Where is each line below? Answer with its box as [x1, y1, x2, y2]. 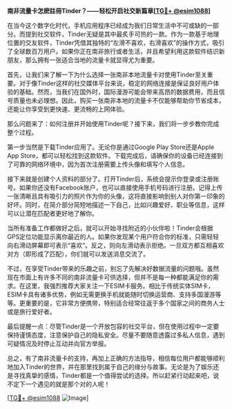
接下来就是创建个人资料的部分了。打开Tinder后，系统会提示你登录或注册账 [7, 175, 220, 183]
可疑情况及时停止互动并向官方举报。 [7, 339, 110, 348]
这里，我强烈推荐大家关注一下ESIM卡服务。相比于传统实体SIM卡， [25, 282, 215, 290]
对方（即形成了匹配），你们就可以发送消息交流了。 [7, 250, 150, 258]
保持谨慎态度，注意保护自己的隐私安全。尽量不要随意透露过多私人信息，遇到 [7, 331, 225, 339]
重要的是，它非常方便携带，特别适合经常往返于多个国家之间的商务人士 [25, 299, 225, 307]
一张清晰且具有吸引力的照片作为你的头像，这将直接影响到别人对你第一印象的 [7, 192, 225, 200]
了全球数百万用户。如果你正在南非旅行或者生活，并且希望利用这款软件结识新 [7, 48, 225, 55]
